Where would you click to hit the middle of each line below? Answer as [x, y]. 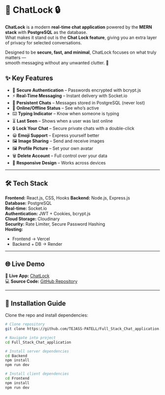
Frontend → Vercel [31, 239]
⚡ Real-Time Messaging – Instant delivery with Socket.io [70, 96]
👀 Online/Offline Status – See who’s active [55, 108]
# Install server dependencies [37, 351]
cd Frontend [17, 379]
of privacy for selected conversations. [43, 42]
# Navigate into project [30, 338]
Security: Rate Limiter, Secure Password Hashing [55, 224]
